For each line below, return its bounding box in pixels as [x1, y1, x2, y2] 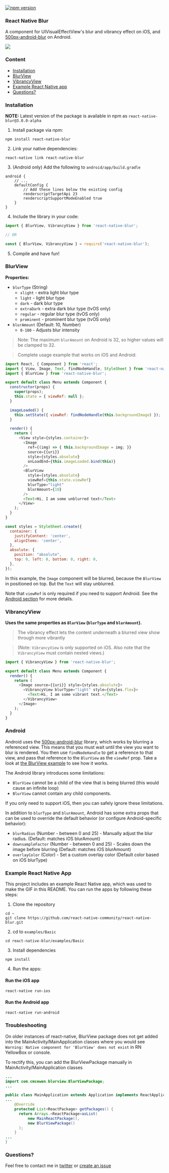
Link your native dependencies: [12, 145, 78, 151]
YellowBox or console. [5, 1049, 51, 1055]
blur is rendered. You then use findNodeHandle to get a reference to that [5, 749, 153, 756]
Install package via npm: [12, 127, 63, 133]
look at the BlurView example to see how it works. [5, 760, 109, 766]
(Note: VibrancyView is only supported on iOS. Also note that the [17, 644, 150, 650]
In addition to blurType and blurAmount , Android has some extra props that [5, 810, 159, 816]
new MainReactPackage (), [27, 1116, 80, 1121]
